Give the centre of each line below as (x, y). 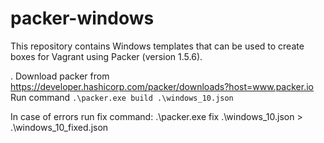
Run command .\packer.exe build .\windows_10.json (122, 97)
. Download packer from (60, 76)
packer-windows (82, 18)
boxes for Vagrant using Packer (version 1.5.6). (106, 56)
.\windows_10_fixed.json (59, 127)
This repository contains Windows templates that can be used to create (157, 46)
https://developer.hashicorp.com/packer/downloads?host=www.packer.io (162, 86)
